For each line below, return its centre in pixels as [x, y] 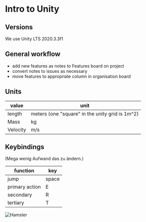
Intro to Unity [32, 9]
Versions [19, 27]
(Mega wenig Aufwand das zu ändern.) [44, 159]
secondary [20, 195]
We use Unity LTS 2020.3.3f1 [34, 39]
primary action [24, 187]
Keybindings [25, 147]
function [24, 171]
